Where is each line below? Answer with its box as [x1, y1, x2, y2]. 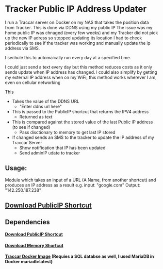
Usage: [5, 164, 28, 172]
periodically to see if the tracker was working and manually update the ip [5, 40, 151, 46]
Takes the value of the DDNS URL [12, 98, 80, 104]
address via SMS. [5, 45, 40, 51]
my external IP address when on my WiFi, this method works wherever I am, [5, 74, 157, 80]
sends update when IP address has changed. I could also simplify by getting [5, 69, 158, 75]
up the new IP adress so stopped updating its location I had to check [5, 35, 142, 41]
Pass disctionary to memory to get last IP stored [19, 129, 115, 135]
